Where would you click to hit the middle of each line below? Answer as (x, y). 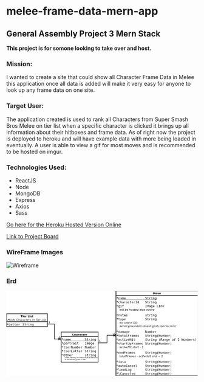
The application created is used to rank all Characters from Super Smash (97, 119)
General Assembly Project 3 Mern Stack (83, 34)
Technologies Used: (36, 167)
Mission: (19, 64)
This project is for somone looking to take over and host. (79, 48)
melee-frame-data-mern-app (82, 11)
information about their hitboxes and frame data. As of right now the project (101, 132)
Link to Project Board (32, 236)
